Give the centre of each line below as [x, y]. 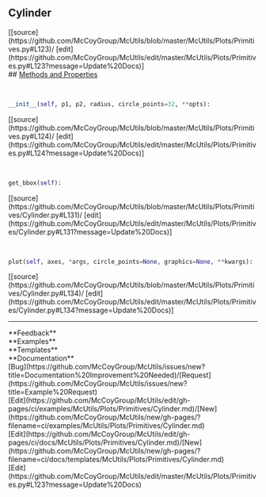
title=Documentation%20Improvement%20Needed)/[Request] [110, 375]
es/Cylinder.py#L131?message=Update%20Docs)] [90, 231]
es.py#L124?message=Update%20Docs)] [76, 153]
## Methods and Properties [53, 74]
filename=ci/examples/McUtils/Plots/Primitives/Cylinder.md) [106, 426]
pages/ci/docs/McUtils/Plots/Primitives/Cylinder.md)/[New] [105, 442]
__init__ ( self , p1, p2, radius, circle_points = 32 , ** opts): [110, 104]
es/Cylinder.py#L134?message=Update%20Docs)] [91, 310]
